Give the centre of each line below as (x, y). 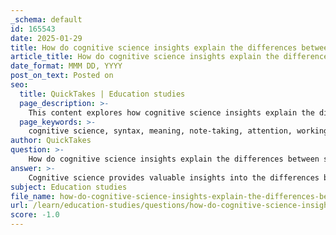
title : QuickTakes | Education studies (102, 94)
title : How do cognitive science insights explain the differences (154, 47)
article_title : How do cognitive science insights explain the (145, 57)
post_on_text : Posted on (62, 76)
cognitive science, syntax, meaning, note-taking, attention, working (178, 131)
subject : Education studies (69, 187)
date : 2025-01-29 (46, 38)
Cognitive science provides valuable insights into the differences (174, 177)
